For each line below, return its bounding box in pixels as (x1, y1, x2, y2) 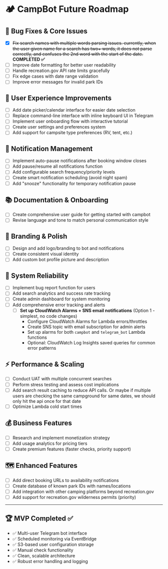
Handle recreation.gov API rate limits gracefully (12, 68, 110, 74)
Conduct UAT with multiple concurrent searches (12, 376, 112, 382)
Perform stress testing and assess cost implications (12, 381, 119, 387)
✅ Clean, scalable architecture (12, 552, 75, 558)
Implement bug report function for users (12, 285, 95, 291)
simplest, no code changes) (19, 313, 77, 319)
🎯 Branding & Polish (5, 232, 67, 240)
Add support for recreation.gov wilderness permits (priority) (12, 494, 136, 500)
